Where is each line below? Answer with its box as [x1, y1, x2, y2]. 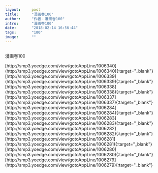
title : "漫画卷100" [5, 12, 54, 17]
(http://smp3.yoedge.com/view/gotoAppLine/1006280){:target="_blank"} [5, 151, 154, 157]
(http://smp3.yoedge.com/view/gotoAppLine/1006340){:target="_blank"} [5, 68, 154, 74]
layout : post [5, 7, 41, 12]
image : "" [5, 35, 36, 40]
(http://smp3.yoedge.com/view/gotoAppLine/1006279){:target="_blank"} [5, 162, 153, 168]
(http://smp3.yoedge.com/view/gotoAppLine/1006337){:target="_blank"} [5, 99, 153, 105]
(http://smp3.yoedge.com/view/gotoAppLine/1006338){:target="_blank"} [5, 89, 154, 95]
